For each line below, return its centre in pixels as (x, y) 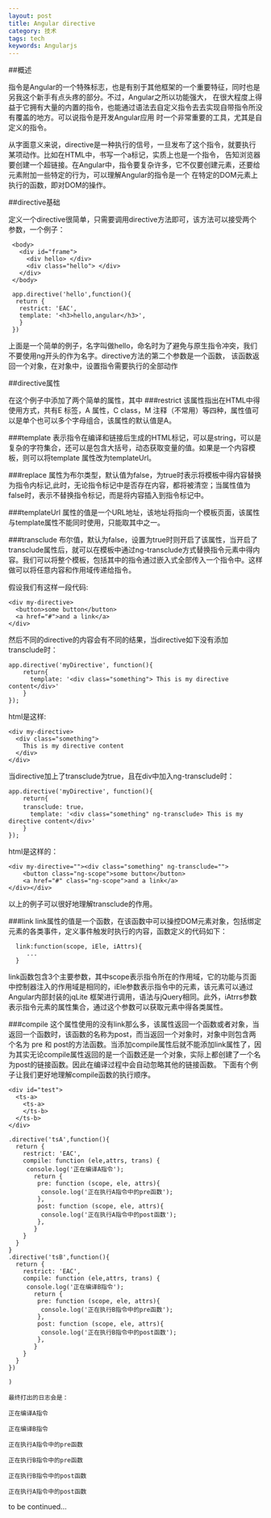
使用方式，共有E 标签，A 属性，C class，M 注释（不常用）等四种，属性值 (130, 411)
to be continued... (38, 1507)
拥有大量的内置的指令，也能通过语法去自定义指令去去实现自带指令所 (142, 108)
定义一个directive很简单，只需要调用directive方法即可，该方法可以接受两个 (132, 220)
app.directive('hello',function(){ (71, 295)
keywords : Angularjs (43, 46)
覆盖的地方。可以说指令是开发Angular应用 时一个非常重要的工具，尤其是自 (139, 117)
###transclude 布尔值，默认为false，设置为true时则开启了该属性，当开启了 (133, 540)
